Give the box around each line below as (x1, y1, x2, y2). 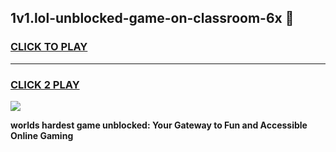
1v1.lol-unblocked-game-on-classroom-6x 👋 (10, 10, 295, 27)
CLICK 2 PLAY (10, 77, 80, 91)
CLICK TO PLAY (10, 40, 88, 54)
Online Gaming (10, 129, 74, 141)
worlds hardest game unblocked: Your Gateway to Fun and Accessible (10, 119, 308, 131)
